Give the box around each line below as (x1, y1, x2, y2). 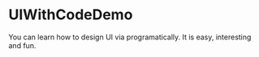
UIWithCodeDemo (8, 6, 133, 24)
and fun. (8, 40, 37, 50)
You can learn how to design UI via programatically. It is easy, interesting (8, 32, 252, 42)
